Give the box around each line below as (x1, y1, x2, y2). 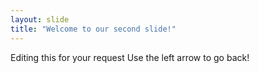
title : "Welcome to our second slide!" (10, 24, 177, 34)
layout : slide (10, 14, 70, 25)
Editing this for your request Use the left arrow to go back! (10, 51, 250, 63)
